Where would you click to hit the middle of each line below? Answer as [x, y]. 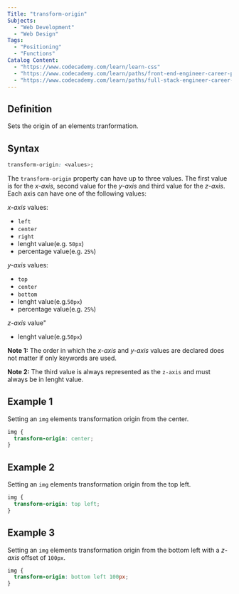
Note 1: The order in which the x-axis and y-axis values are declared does [116, 350]
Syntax [23, 148]
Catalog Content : [33, 60]
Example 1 [30, 402]
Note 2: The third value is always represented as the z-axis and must [109, 371]
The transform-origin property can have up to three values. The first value [117, 178]
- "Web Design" [36, 34]
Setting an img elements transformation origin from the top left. [99, 484]
